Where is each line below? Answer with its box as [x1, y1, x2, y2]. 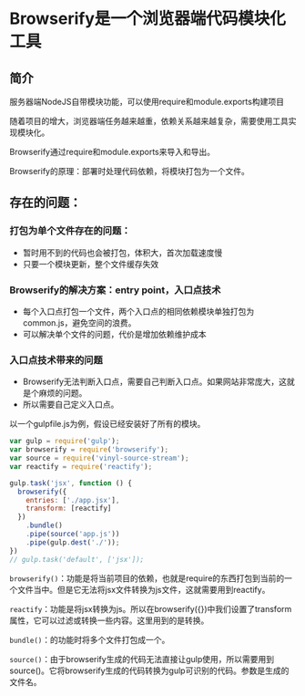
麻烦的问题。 [38, 388, 87, 399]
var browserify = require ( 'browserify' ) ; [9, 445, 169, 454]
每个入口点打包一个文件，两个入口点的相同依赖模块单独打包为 [22, 306, 255, 317]
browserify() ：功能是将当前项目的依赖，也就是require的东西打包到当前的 [9, 572, 285, 584]
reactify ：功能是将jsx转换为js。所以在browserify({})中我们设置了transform [9, 603, 292, 614]
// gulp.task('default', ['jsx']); [9, 555, 145, 564]
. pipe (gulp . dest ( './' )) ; [25, 537, 120, 547]
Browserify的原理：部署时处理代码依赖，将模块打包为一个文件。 [9, 166, 250, 176]
